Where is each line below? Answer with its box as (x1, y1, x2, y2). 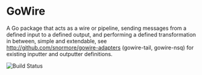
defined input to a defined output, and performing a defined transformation (6, 30, 196, 38)
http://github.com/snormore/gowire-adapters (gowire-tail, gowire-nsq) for (6, 44, 194, 51)
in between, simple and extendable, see (6, 37, 107, 45)
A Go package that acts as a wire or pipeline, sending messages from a (6, 24, 187, 32)
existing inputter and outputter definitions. (6, 50, 113, 57)
